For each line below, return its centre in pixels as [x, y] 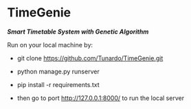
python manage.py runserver [58, 71]
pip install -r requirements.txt [58, 84]
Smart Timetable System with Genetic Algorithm [78, 32]
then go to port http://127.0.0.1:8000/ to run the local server [100, 98]
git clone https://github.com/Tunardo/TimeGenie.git [90, 58]
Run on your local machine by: [50, 45]
